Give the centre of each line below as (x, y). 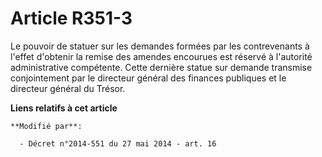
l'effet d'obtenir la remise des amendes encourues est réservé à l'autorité (161, 56)
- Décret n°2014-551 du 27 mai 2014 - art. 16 (118, 143)
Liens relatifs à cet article (64, 108)
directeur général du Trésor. (68, 88)
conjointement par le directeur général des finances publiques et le (148, 78)
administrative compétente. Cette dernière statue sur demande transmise (161, 67)
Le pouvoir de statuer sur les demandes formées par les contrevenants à (160, 46)
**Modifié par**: (46, 126)
